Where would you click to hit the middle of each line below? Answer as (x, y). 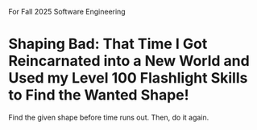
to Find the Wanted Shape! (99, 95)
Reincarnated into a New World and (129, 61)
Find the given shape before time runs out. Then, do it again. (109, 117)
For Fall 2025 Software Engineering (67, 12)
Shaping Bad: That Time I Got (108, 44)
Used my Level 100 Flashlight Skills (128, 78)
